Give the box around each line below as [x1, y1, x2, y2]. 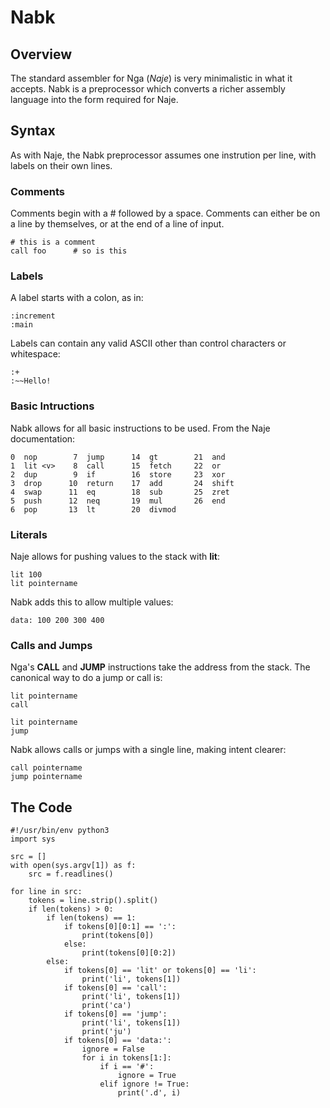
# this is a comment [10, 237, 97, 248]
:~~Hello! [10, 376, 52, 386]
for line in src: [10, 887, 83, 897]
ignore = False [81, 1044, 145, 1055]
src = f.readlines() [28, 869, 114, 880]
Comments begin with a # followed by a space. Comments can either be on [10, 207, 321, 220]
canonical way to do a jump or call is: [10, 672, 163, 684]
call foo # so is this [10, 246, 128, 256]
